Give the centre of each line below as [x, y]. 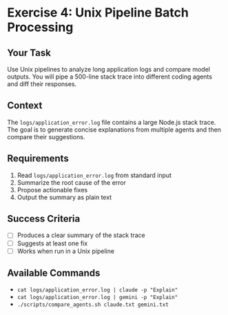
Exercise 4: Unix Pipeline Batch [98, 13]
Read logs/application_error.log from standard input [94, 175]
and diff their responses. [42, 84]
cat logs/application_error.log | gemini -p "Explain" [97, 298]
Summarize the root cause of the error [71, 182]
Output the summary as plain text [64, 197]
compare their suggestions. [46, 136]
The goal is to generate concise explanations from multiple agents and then [114, 130]
